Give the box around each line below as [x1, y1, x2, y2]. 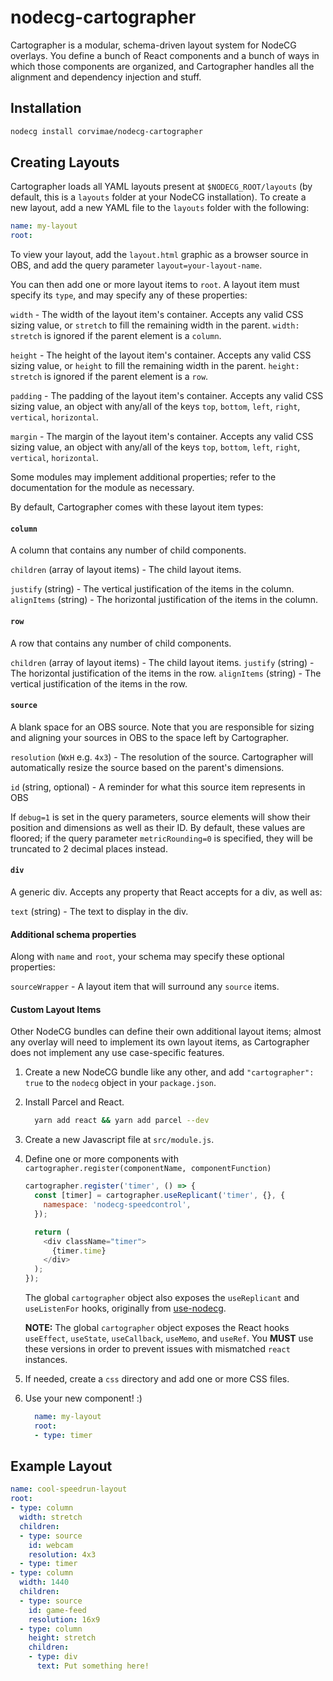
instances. [24, 1354, 68, 1366]
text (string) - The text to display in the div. [10, 906, 189, 917]
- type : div [28, 1652, 78, 1662]
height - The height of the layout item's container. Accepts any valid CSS [10, 349, 312, 361]
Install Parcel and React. [24, 1096, 125, 1108]
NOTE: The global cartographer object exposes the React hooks [24, 1322, 290, 1334]
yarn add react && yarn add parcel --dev [34, 1116, 210, 1126]
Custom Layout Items [10, 1003, 102, 1015]
